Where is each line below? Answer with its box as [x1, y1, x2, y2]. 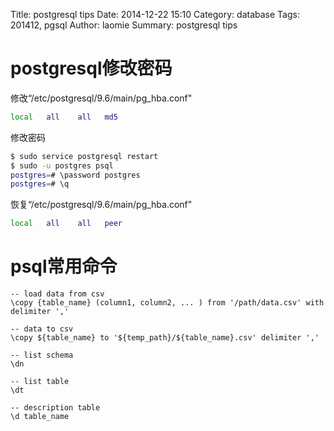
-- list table [10, 377, 70, 387]
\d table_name [10, 412, 70, 422]
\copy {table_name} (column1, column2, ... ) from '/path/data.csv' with [10, 298, 325, 308]
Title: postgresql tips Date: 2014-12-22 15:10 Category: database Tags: [10, 9, 300, 20]
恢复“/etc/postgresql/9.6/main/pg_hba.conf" [10, 199, 193, 211]
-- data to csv [10, 324, 74, 334]
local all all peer [10, 219, 123, 229]
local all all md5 [10, 112, 118, 122]
